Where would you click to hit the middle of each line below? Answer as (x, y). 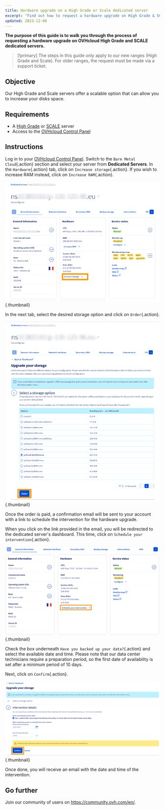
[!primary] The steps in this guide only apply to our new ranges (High (87, 56)
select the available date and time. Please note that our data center (73, 654)
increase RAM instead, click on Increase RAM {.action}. (59, 174)
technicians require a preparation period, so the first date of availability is (79, 659)
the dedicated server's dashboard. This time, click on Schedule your (74, 534)
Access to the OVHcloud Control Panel (51, 131)
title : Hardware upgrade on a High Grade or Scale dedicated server (77, 10)
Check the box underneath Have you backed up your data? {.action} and (78, 648)
